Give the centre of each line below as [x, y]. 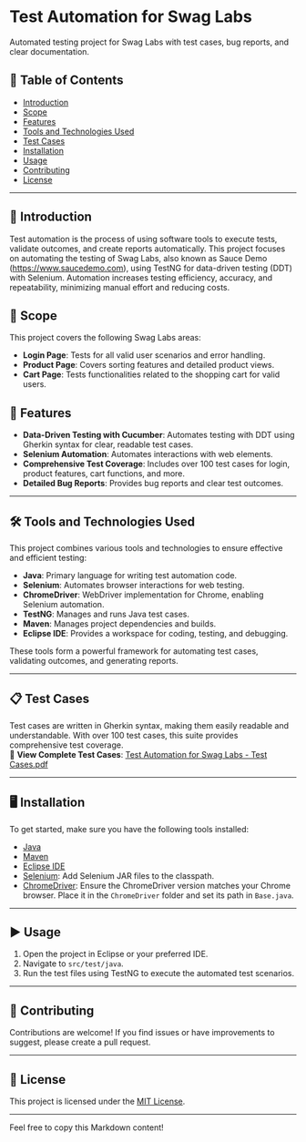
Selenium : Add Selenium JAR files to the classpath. [118, 875]
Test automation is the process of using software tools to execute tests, [143, 239]
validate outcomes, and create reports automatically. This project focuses [148, 249]
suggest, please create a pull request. [80, 1042]
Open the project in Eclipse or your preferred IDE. [115, 954]
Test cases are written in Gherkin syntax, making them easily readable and [149, 725]
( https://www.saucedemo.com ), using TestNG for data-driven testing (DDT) [151, 268]
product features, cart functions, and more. [103, 474]
